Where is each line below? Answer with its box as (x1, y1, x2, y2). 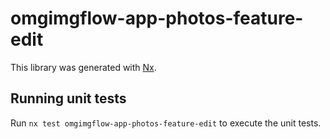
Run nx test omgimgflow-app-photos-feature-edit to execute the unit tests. (10, 117, 322, 129)
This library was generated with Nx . (10, 61, 157, 73)
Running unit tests (10, 90, 127, 107)
